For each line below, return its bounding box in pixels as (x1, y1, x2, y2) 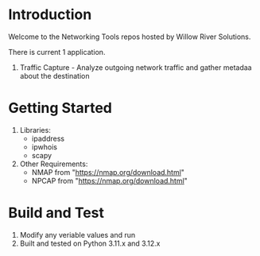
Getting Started (8, 99, 113, 117)
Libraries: (19, 125, 52, 134)
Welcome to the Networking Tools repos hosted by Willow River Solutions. (8, 32, 251, 41)
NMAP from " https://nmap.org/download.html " (31, 167, 185, 176)
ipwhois (31, 142, 58, 152)
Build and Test (8, 204, 105, 222)
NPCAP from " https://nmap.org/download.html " (31, 176, 188, 185)
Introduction (8, 6, 92, 24)
